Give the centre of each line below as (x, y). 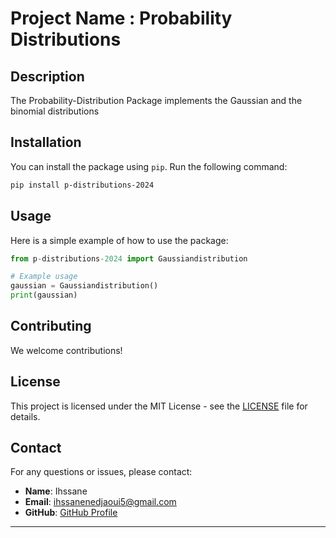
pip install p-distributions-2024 (82, 185)
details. (25, 416)
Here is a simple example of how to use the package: (119, 240)
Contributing (51, 326)
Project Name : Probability (121, 18)
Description (47, 76)
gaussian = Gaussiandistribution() (84, 286)
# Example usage (44, 277)
